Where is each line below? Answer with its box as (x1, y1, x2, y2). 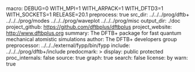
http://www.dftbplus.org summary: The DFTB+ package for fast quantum (6, 30, 182, 37)
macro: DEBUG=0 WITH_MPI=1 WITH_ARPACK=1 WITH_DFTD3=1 (6, 5, 163, 12)
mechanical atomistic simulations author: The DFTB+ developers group (6, 36, 177, 42)
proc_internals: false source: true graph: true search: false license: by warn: (6, 55, 188, 61)
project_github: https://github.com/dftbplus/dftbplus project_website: (6, 23, 172, 30)
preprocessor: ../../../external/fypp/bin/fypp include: (6, 42, 130, 49)
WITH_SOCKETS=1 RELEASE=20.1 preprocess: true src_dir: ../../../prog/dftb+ (6, 11, 190, 18)
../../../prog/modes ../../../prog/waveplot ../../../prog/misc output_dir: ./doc (6, 17, 181, 24)
